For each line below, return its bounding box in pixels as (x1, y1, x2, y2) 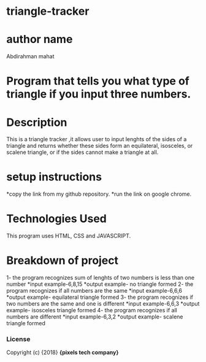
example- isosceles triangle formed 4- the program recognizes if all (6, 307, 178, 314)
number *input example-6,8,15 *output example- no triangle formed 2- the (6, 280, 194, 288)
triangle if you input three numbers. (6, 87, 191, 101)
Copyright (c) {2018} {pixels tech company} (6, 349, 119, 356)
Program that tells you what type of (6, 74, 190, 88)
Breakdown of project (6, 253, 118, 268)
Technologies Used (6, 212, 107, 226)
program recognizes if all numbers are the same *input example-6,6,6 (6, 287, 183, 295)
